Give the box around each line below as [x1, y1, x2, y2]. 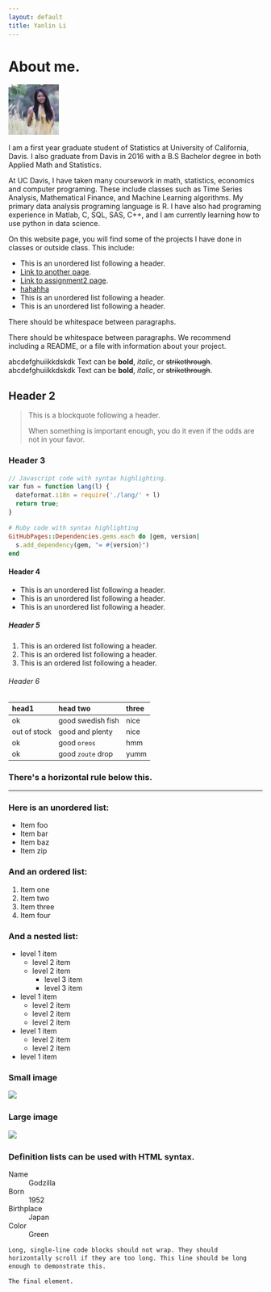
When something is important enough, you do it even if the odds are [27, 426, 255, 436]
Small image [8, 1072, 58, 1083]
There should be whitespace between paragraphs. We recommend [8, 333, 231, 342]
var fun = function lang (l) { [8, 483, 110, 491]
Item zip [19, 846, 48, 856]
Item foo [19, 820, 48, 830]
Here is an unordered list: [8, 802, 110, 813]
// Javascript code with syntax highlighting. [8, 474, 168, 482]
